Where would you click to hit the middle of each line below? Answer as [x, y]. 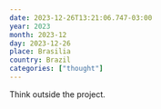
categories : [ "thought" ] [56, 69]
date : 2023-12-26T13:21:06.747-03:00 [81, 18]
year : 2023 [30, 26]
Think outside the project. [58, 94]
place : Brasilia [40, 52]
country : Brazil [40, 60]
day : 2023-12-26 [40, 43]
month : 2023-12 [38, 35]
